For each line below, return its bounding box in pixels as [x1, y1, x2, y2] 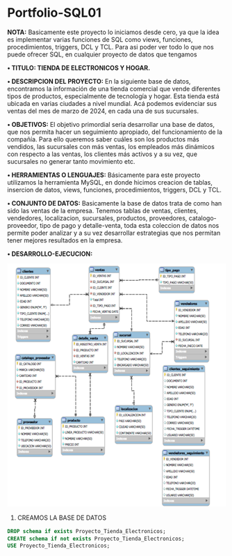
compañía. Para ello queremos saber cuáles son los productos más [7, 134, 199, 144]
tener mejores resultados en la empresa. [7, 235, 123, 245]
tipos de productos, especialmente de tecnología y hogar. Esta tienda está [7, 92, 220, 100]
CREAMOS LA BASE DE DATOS [17, 513, 106, 522]
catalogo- [188, 214, 217, 222]
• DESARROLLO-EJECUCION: [7, 249, 93, 258]
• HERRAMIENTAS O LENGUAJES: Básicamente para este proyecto [7, 171, 201, 179]
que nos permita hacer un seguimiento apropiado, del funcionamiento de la [7, 128, 223, 136]
